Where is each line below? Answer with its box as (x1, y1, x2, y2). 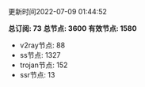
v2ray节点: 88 (19, 40, 66, 50)
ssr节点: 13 (19, 70, 55, 79)
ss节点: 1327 (19, 51, 61, 59)
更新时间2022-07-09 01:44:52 (8, 7, 107, 16)
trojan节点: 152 (19, 60, 68, 70)
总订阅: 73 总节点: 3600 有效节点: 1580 (8, 24, 137, 33)
